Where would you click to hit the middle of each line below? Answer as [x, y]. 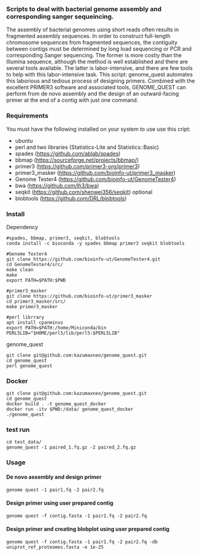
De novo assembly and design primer [54, 477]
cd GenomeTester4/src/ [35, 264]
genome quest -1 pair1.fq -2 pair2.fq [55, 490]
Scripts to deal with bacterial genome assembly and [84, 9]
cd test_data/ [24, 442]
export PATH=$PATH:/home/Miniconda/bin [56, 327]
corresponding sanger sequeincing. [60, 16]
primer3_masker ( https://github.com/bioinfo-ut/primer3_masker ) [95, 172]
